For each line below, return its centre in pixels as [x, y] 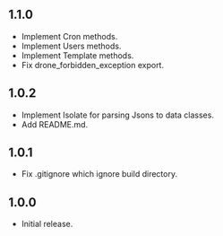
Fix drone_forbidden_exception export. [93, 65]
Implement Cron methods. [69, 36]
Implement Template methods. [77, 55]
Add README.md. [55, 124]
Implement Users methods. [71, 46]
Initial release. [47, 224]
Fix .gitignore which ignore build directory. [99, 174]
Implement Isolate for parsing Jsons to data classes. [117, 115]
